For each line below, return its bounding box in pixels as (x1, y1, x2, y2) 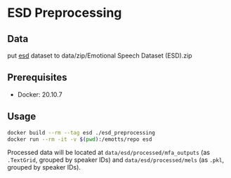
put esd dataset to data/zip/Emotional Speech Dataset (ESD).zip (7, 51, 192, 60)
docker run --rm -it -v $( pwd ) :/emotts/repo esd (7, 135, 152, 143)
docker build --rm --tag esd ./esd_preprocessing (7, 129, 156, 136)
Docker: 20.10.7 (17, 90, 62, 99)
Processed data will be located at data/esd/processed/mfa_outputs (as (7, 149, 211, 157)
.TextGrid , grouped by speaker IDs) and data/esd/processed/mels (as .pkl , (7, 156, 225, 164)
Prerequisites (7, 71, 67, 83)
